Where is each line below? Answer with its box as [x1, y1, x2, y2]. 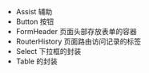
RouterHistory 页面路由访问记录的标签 [15, 36, 142, 46]
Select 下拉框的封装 [15, 47, 82, 56]
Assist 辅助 [15, 7, 53, 16]
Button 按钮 [15, 17, 54, 26]
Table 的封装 [15, 56, 58, 66]
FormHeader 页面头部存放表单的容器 [15, 27, 138, 36]
